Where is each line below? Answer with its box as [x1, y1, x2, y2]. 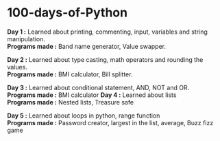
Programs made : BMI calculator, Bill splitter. [7, 70, 133, 78]
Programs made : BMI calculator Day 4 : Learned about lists [7, 91, 177, 99]
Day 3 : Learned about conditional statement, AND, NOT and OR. [7, 83, 190, 91]
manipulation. [7, 34, 46, 43]
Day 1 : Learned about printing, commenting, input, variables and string [7, 28, 208, 36]
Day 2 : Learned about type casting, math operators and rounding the [7, 55, 204, 63]
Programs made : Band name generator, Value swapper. [7, 42, 167, 50]
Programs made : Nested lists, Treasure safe [7, 98, 134, 106]
